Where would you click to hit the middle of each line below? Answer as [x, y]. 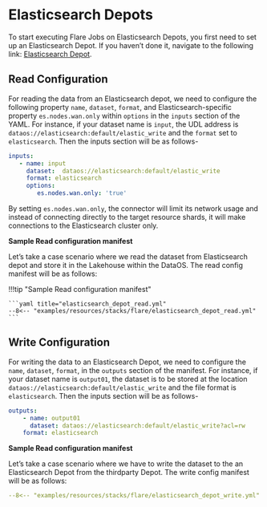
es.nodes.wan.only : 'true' [82, 193]
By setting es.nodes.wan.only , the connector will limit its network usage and [133, 209]
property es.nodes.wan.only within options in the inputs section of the [124, 116]
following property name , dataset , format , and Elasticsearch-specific [120, 107]
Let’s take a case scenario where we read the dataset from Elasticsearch [128, 257]
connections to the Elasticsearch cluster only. [83, 225]
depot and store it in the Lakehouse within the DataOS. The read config [125, 265]
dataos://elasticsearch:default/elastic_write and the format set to [123, 132]
